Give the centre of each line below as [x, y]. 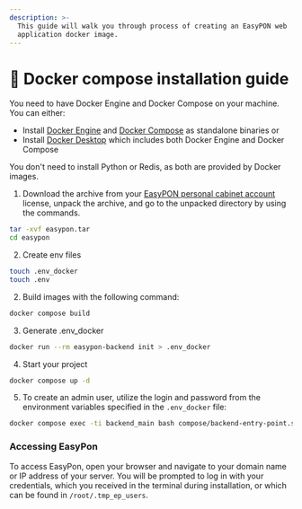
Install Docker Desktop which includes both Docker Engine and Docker [153, 140]
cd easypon [30, 238]
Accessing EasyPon [54, 447]
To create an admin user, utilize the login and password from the [141, 398]
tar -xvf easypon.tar [50, 230]
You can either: [37, 113]
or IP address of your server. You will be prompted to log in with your [137, 476]
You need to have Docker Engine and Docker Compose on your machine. [145, 103]
